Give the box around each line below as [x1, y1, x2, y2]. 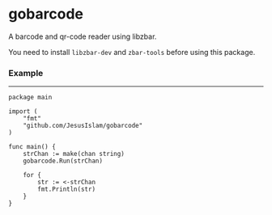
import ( [8, 107, 38, 116]
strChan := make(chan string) [23, 150, 125, 158]
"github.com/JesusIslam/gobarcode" [23, 122, 143, 130]
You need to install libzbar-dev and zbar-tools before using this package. [8, 47, 256, 57]
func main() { [8, 143, 57, 151]
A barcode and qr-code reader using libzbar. [8, 32, 157, 41]
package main [8, 94, 53, 102]
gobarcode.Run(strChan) [23, 157, 104, 166]
